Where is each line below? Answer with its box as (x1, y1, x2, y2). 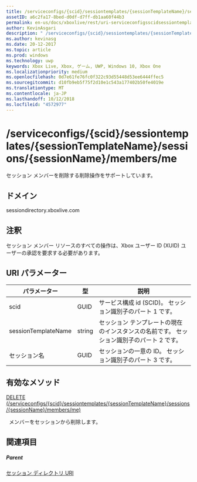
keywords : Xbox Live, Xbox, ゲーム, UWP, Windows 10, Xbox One (6, 63, 161, 69)
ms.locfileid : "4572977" (6, 101, 67, 108)
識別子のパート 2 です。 (116, 336, 182, 344)
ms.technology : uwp (6, 58, 54, 63)
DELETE (6, 393, 26, 400)
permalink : (6, 19, 33, 25)
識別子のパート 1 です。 (110, 307, 176, 315)
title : (6, 8, 22, 15)
